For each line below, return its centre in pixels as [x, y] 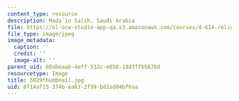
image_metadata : [31, 41]
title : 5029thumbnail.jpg [46, 80]
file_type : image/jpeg [41, 34]
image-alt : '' [34, 60]
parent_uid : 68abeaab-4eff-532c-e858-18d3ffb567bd [84, 67]
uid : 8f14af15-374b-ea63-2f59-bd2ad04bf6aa [73, 87]
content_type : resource [43, 14]
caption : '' [32, 47]
